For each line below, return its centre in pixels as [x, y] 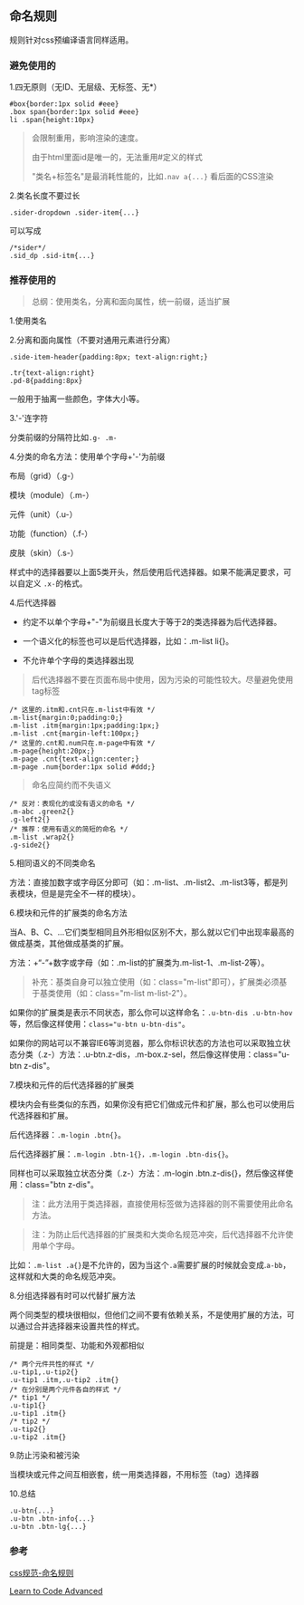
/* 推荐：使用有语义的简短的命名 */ [69, 830]
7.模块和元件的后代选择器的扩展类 [72, 1085]
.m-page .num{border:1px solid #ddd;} [82, 767]
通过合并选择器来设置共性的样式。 [81, 1326]
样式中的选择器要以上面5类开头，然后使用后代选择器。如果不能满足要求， [147, 572]
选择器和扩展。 [45, 1116]
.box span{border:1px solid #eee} [75, 112]
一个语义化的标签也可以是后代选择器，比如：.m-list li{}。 [128, 641]
